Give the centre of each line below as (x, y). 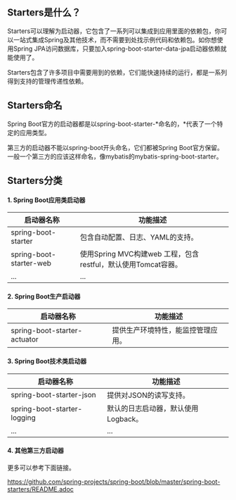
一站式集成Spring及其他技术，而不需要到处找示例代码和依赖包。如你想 (115, 39)
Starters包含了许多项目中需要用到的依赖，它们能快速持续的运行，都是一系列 (117, 72)
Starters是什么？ (44, 13)
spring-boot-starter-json (53, 394)
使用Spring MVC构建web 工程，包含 (139, 254)
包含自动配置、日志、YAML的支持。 (139, 237)
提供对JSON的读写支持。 (148, 395)
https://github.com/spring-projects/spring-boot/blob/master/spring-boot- (114, 482)
